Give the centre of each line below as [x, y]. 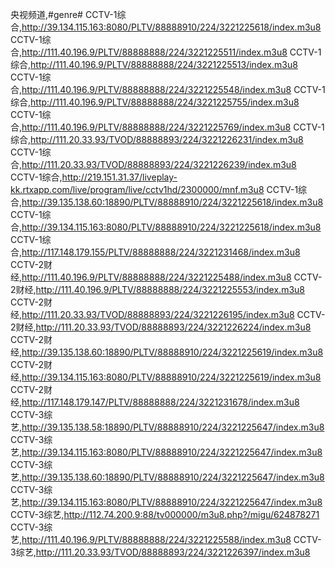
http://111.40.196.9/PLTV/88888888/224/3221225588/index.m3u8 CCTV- [171, 539]
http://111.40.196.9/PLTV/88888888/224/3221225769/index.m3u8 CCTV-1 [173, 127]
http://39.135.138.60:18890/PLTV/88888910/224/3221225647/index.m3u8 [173, 477]
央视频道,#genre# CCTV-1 [64, 14]
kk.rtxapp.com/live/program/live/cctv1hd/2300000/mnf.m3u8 [137, 189]
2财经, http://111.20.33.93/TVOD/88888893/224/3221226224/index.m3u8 [161, 327]
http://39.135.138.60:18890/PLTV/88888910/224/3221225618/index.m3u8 [172, 202]
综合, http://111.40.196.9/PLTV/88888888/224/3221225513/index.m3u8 [154, 64]
